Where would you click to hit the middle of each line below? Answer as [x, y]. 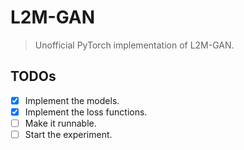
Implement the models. [72, 100]
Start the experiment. [68, 134]
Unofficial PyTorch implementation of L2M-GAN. [134, 45]
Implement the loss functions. [86, 112]
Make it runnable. [60, 123]
